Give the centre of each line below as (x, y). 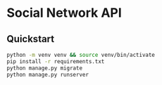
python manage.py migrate (44, 68)
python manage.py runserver (48, 74)
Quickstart (31, 39)
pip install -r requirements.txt (56, 61)
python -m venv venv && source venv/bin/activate (81, 55)
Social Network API (64, 13)
